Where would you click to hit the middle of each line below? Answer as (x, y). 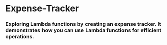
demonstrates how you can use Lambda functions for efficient (83, 30)
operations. (20, 37)
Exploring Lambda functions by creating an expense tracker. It (83, 24)
